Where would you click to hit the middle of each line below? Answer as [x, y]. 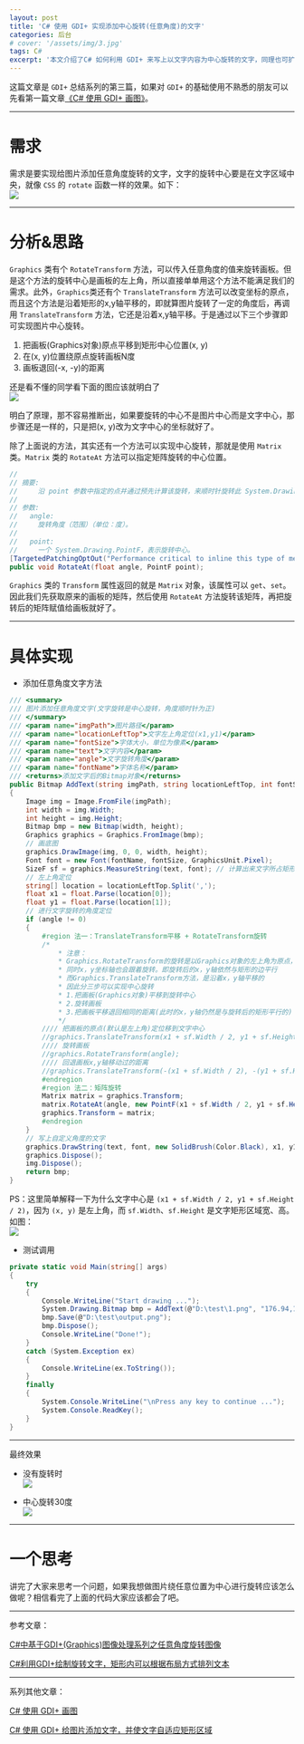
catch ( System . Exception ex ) [81, 1351]
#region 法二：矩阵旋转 [82, 1088]
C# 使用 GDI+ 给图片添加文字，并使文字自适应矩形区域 [111, 1730]
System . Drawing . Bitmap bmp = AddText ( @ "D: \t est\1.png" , [149, 1309]
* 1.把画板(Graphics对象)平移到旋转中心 [127, 995]
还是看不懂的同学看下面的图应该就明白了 [85, 387]
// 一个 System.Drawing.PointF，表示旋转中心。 [102, 550]
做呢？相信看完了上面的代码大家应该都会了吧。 [96, 1597]
